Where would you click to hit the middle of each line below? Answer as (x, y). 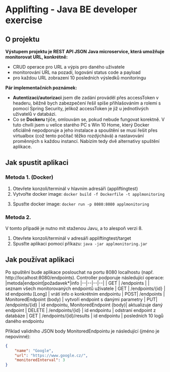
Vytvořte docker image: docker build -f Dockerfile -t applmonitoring (89, 194)
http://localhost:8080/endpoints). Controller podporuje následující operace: (85, 277)
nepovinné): (18, 336)
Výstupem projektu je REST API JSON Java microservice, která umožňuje (85, 51)
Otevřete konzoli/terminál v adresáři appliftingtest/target (72, 238)
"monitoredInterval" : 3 (40, 360)
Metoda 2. (18, 217)
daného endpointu (25, 321)
